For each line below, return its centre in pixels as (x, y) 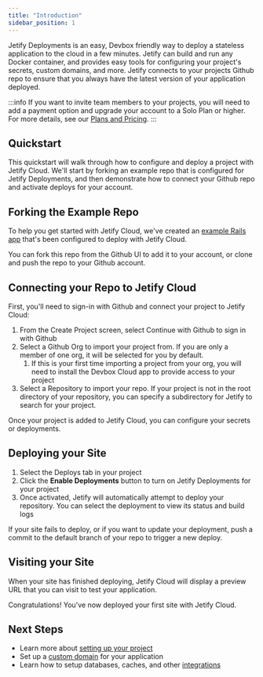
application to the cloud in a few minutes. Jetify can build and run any (121, 53)
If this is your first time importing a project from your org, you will (136, 363)
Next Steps (36, 629)
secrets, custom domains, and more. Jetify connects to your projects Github (131, 70)
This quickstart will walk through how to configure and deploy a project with (131, 163)
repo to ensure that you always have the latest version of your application (127, 79)
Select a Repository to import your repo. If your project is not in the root (135, 388)
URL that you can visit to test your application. (82, 589)
